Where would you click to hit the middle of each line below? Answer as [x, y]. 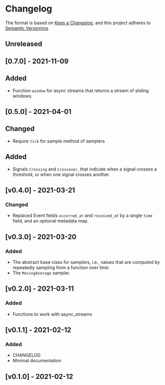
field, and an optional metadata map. [51, 221]
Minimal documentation [37, 361]
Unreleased [24, 44]
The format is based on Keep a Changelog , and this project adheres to [78, 23]
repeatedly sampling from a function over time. [61, 267]
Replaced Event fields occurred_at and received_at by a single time [82, 215]
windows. [22, 96]
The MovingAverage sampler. [41, 272]
